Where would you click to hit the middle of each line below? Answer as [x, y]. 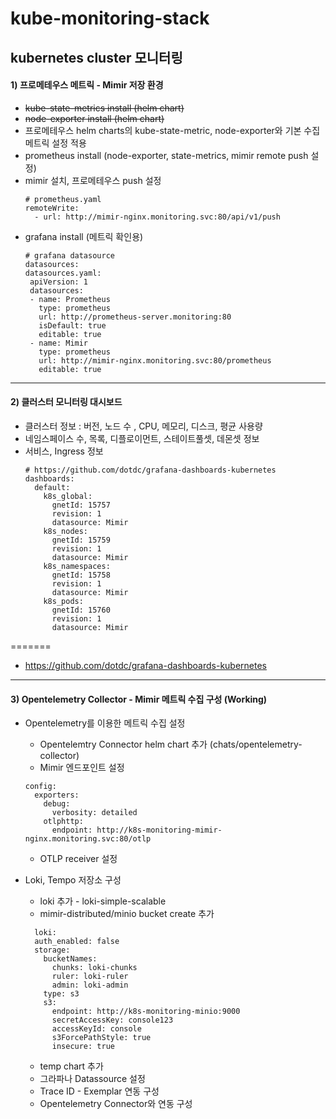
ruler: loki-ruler [90, 977]
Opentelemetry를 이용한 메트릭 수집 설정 [105, 723]
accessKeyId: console [96, 1029]
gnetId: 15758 [81, 575]
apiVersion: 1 [59, 282]
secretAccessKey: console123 [112, 1020]
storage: [52, 950]
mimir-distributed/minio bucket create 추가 [127, 914]
